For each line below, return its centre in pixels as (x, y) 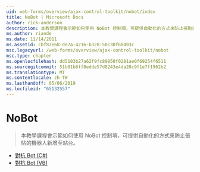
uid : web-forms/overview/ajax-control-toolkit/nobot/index (81, 12)
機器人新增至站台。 (55, 142)
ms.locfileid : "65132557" (38, 89)
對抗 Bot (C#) (31, 155)
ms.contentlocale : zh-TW (37, 78)
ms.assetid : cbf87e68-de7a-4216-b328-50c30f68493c (70, 45)
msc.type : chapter (29, 56)
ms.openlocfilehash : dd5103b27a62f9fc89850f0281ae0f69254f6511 (86, 61)
